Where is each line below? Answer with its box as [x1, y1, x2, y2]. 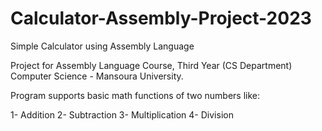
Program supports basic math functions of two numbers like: [10, 89, 260, 101]
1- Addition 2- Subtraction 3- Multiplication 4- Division [10, 108, 234, 121]
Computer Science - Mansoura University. [10, 70, 184, 82]
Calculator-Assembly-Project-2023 [10, 7, 312, 30]
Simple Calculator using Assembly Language [10, 40, 195, 52]
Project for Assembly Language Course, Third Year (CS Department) [10, 59, 293, 71]
